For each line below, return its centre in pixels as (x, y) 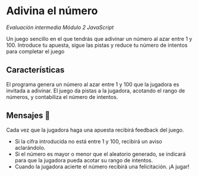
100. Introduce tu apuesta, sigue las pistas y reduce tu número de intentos (97, 45)
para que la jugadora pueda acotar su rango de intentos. (84, 160)
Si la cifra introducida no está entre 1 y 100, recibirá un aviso (88, 141)
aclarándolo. (30, 148)
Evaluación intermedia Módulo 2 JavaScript (60, 27)
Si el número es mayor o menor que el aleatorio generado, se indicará (100, 154)
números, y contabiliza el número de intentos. (62, 97)
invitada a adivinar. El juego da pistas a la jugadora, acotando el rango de (96, 91)
